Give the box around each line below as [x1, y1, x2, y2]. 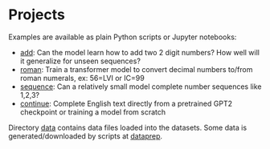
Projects [8, 6, 66, 24]
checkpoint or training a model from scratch [19, 107, 166, 117]
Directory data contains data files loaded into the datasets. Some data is [8, 123, 247, 132]
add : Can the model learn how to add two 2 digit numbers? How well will [19, 47, 260, 57]
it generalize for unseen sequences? [19, 56, 141, 66]
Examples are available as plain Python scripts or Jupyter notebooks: [8, 32, 237, 42]
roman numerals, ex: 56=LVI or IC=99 [19, 73, 145, 83]
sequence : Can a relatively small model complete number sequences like [19, 82, 262, 91]
